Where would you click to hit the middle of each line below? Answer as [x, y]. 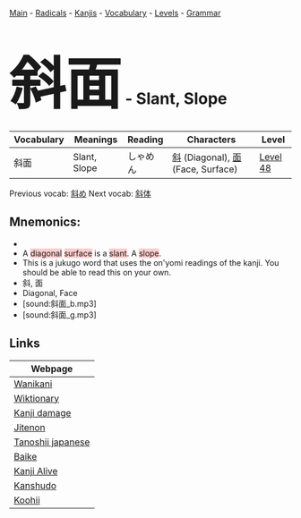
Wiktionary [37, 398]
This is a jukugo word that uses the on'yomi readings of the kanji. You [150, 262]
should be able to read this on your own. [97, 272]
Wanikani [33, 384]
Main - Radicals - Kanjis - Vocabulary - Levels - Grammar [115, 13]
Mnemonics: [45, 222]
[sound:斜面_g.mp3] [59, 314]
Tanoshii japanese [52, 442]
